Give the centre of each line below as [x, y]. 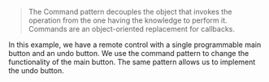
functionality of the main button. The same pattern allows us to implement [132, 62]
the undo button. [36, 71]
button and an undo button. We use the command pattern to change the [129, 53]
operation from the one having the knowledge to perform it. [128, 20]
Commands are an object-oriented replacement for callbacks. [132, 29]
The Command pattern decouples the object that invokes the [130, 12]
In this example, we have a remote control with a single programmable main [135, 45]
